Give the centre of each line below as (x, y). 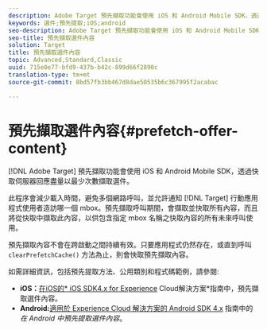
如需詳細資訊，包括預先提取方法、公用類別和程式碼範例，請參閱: (114, 272)
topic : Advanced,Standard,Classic (66, 60)
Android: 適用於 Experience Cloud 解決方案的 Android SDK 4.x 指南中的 (136, 309)
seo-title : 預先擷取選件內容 (52, 38)
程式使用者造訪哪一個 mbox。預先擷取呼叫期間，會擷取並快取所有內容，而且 (133, 208)
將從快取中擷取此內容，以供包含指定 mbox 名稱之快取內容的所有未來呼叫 (127, 218)
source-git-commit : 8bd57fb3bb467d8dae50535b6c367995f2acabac (113, 82)
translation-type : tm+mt (49, 75)
